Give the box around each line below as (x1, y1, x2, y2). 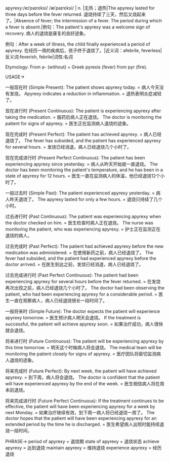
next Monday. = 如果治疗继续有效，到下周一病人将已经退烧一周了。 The (5, 410, 155, 415)
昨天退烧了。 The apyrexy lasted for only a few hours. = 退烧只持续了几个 (9, 196, 163, 202)
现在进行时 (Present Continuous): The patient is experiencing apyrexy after (5, 108, 161, 114)
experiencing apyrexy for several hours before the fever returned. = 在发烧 (5, 279, 161, 284)
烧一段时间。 (5, 427, 32, 434)
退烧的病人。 (5, 233, 32, 238)
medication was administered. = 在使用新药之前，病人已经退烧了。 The (5, 250, 153, 255)
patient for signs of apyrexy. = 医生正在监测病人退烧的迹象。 (5, 120, 132, 126)
